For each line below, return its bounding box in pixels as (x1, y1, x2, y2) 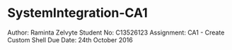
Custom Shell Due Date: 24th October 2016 (7, 35, 133, 44)
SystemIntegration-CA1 (7, 5, 149, 21)
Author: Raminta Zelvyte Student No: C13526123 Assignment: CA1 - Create (7, 28, 225, 37)
